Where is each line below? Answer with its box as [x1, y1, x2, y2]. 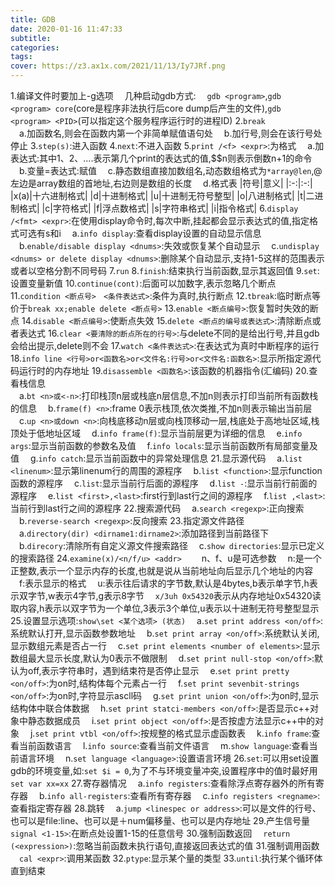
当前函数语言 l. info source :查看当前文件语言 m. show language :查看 [18, 740, 310, 751]
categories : [10, 42, 60, 53]
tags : [10, 52, 33, 62]
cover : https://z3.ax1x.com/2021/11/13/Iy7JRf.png [10, 61, 226, 71]
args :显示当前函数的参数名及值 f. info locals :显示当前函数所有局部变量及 [10, 440, 318, 451]
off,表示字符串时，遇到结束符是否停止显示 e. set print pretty [27, 665, 290, 676]
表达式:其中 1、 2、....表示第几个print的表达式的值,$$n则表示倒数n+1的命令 [10, 152, 313, 164]
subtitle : [10, 33, 52, 43]
